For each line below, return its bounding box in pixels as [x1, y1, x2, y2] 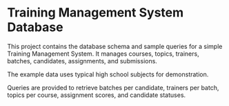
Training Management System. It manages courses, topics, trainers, [7, 50, 199, 58]
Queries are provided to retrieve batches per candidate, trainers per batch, [7, 83, 219, 92]
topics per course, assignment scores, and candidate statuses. [7, 91, 186, 99]
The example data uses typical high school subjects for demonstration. [7, 70, 209, 78]
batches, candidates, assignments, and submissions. [7, 56, 157, 65]
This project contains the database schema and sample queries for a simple [7, 42, 223, 50]
